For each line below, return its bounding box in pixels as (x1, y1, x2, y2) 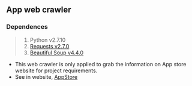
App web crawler (6, 5, 71, 15)
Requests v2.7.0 (29, 42, 70, 50)
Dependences (6, 23, 48, 31)
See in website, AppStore (14, 73, 78, 80)
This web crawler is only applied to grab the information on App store (14, 60, 187, 67)
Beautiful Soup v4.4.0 (29, 49, 84, 56)
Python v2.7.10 (29, 36, 66, 44)
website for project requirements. (14, 67, 98, 74)
